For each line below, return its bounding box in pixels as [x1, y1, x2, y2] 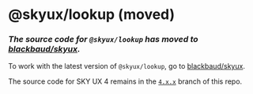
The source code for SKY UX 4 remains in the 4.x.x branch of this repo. [8, 77, 243, 86]
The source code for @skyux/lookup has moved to [8, 34, 199, 45]
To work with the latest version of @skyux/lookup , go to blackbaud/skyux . [8, 62, 245, 71]
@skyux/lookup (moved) [8, 6, 176, 24]
